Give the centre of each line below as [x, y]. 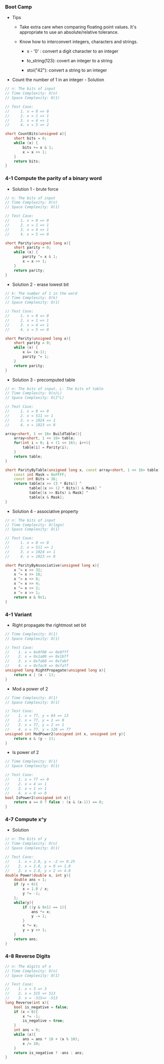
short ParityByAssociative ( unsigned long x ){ [52, 565]
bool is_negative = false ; [41, 1007]
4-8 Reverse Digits [28, 956]
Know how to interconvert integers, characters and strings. [79, 42]
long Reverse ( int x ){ [27, 1002]
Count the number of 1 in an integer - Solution [58, 80]
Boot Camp [19, 7]
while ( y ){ [24, 903]
